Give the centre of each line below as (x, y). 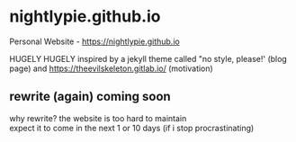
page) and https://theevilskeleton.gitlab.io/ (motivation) (111, 68)
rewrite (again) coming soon (90, 97)
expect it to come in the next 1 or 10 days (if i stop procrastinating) (132, 128)
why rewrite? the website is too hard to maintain (98, 118)
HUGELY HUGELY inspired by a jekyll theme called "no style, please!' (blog (148, 58)
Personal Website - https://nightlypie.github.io (94, 41)
